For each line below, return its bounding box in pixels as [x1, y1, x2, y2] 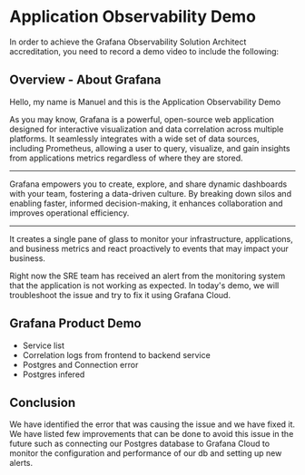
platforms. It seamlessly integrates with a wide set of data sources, [9, 133, 261, 144]
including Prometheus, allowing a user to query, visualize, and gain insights [9, 142, 290, 153]
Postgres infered [22, 369, 85, 380]
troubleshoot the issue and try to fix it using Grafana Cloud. [9, 289, 231, 300]
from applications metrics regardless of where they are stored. [9, 152, 243, 163]
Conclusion [9, 394, 76, 410]
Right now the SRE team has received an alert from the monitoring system [9, 270, 286, 281]
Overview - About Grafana [9, 73, 162, 88]
